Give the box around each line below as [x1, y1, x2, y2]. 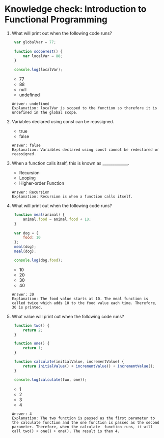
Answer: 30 [11, 292, 34, 297]
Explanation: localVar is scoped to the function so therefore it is [11, 106, 158, 111]
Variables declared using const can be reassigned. [11, 119, 114, 125]
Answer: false [11, 143, 41, 148]
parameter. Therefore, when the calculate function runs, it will [11, 424, 153, 429]
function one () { [14, 341, 50, 346]
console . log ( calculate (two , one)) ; [14, 377, 87, 382]
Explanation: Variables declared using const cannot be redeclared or [11, 147, 160, 152]
